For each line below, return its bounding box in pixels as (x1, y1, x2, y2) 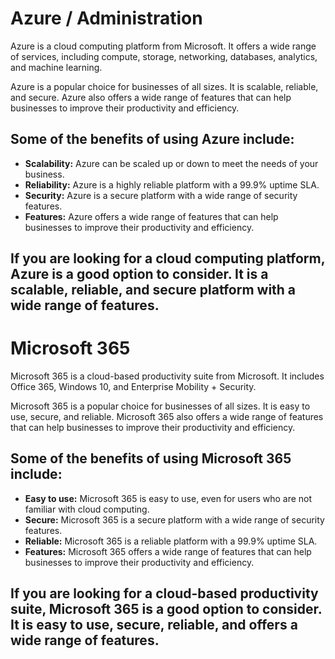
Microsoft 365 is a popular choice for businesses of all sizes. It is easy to (10, 400, 311, 412)
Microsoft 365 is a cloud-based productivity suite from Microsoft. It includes (10, 370, 325, 382)
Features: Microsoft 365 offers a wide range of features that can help (24, 545, 312, 557)
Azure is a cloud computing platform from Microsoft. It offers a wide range (10, 40, 317, 52)
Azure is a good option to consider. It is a (10, 266, 269, 283)
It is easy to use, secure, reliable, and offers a (10, 617, 298, 634)
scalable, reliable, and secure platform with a (10, 282, 297, 299)
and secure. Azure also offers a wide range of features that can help (10, 91, 292, 103)
